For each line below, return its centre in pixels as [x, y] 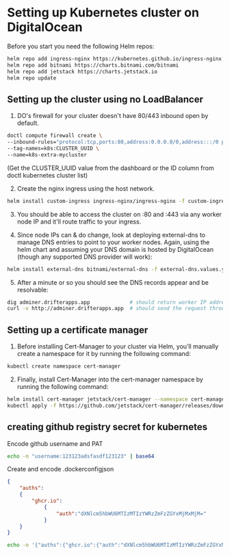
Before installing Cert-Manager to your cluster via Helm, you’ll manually [118, 346]
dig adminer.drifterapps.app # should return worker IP [107, 302]
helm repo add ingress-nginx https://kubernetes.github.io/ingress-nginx [115, 59]
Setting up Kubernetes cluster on [103, 13]
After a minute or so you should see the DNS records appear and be [113, 282]
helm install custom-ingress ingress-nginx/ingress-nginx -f [96, 201]
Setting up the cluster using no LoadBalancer [105, 99]
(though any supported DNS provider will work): [85, 257]
